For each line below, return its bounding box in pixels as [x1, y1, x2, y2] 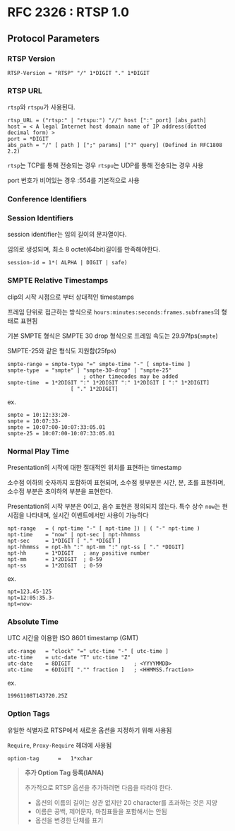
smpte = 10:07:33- [7, 418, 61, 425]
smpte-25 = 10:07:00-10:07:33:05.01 [7, 430, 115, 437]
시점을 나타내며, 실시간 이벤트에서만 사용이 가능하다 [7, 510, 149, 519]
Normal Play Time [7, 446, 70, 456]
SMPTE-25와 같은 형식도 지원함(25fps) [7, 346, 116, 355]
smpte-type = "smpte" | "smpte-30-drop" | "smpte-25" [7, 367, 172, 374]
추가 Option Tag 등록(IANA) [24, 768, 104, 777]
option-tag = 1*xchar [7, 755, 93, 762]
